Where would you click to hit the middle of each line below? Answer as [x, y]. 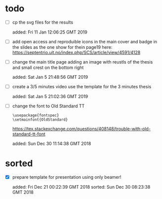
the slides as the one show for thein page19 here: [62, 47]
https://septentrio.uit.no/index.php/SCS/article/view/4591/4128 [76, 53]
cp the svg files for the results [42, 22]
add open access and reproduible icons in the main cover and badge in [84, 42]
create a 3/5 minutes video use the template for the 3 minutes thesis [82, 87]
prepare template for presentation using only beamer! [67, 177]
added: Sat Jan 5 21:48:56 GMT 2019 [50, 77]
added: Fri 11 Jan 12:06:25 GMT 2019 [50, 32]
